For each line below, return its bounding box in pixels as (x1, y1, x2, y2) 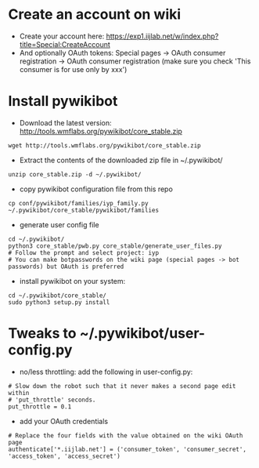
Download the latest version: (19, 118, 112, 127)
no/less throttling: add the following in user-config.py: (19, 367, 193, 376)
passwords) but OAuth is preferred (8, 263, 124, 270)
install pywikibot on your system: (19, 276, 126, 285)
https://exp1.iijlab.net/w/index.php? (106, 31, 219, 41)
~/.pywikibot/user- (79, 325, 206, 343)
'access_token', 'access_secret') (8, 452, 121, 460)
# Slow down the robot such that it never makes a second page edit (8, 382, 236, 390)
